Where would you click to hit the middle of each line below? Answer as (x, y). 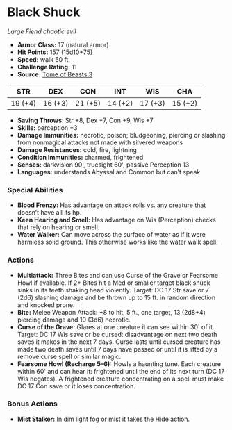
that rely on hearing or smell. (58, 227)
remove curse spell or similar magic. (69, 356)
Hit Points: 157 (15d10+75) (55, 52)
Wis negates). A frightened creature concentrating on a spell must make (121, 379)
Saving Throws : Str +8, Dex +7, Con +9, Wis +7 (85, 120)
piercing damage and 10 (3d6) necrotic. (74, 320)
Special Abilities (35, 190)
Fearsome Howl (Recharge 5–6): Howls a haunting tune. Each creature (119, 364)
